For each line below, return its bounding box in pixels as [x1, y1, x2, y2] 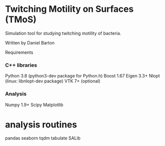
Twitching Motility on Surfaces [5, 3, 134, 15]
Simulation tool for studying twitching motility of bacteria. [5, 30, 122, 36]
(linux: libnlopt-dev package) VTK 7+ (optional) [5, 78, 100, 84]
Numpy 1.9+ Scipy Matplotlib [5, 102, 64, 108]
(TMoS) [5, 14, 37, 25]
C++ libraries [5, 62, 37, 69]
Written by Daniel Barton [5, 39, 55, 45]
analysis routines [5, 119, 77, 130]
